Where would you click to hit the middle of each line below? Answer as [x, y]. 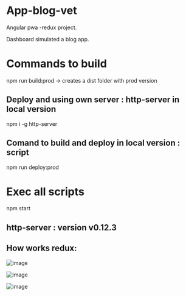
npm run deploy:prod [33, 167]
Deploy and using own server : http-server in [93, 100]
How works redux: [42, 248]
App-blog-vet [42, 11]
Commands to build [57, 64]
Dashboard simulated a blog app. [48, 39]
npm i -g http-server [32, 124]
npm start [19, 208]
